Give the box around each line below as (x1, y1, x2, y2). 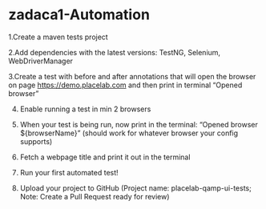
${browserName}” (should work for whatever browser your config (19, 128, 239, 138)
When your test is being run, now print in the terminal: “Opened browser (19, 119, 259, 129)
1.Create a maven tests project (8, 32, 108, 42)
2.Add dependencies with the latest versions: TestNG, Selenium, (8, 47, 221, 57)
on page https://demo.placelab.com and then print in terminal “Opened (8, 80, 243, 90)
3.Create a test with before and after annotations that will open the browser (8, 71, 256, 81)
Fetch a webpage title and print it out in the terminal (19, 152, 191, 162)
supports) (19, 136, 53, 146)
